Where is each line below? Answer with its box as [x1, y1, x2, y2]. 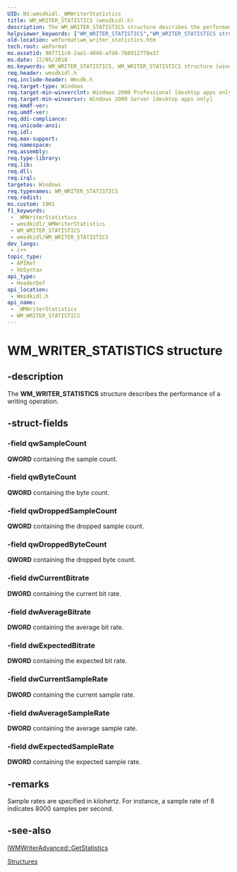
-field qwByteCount [7, 472, 77, 482]
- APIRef [10, 260, 37, 267]
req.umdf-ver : [7, 109, 49, 116]
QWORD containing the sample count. [7, 455, 118, 463]
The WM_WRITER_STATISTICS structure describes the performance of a [7, 389, 221, 398]
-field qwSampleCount [7, 438, 87, 448]
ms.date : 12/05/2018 [7, 56, 68, 64]
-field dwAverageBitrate [7, 607, 92, 616]
